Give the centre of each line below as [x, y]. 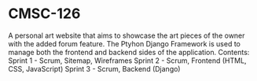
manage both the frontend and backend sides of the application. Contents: [129, 52]
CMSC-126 [44, 14]
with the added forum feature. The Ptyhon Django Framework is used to [125, 43]
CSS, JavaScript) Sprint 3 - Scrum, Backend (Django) [94, 68]
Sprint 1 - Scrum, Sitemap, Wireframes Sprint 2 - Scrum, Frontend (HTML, [127, 61]
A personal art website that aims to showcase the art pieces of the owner [127, 35]
